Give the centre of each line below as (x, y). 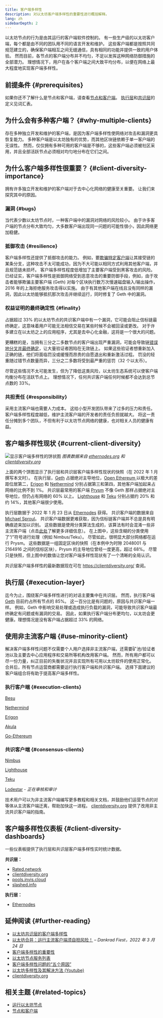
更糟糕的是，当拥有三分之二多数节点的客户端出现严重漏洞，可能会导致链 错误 (81, 342)
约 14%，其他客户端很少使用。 (36, 502)
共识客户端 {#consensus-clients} (45, 749)
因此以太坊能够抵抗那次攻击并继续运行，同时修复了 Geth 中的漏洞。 (81, 294)
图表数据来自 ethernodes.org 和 (93, 456)
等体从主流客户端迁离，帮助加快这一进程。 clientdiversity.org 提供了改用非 (79, 805)
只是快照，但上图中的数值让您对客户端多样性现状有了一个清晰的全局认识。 (79, 555)
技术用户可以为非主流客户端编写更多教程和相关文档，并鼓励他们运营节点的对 (81, 800)
